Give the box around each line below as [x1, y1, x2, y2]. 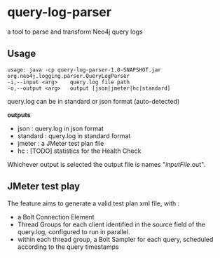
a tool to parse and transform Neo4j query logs [7, 27, 143, 36]
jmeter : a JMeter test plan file [17, 139, 104, 147]
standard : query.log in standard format [17, 131, 131, 140]
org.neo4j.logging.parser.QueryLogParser [7, 72, 130, 79]
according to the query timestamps [17, 243, 119, 251]
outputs [7, 110, 31, 119]
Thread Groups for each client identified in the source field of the [17, 220, 205, 229]
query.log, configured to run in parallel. [17, 227, 130, 236]
